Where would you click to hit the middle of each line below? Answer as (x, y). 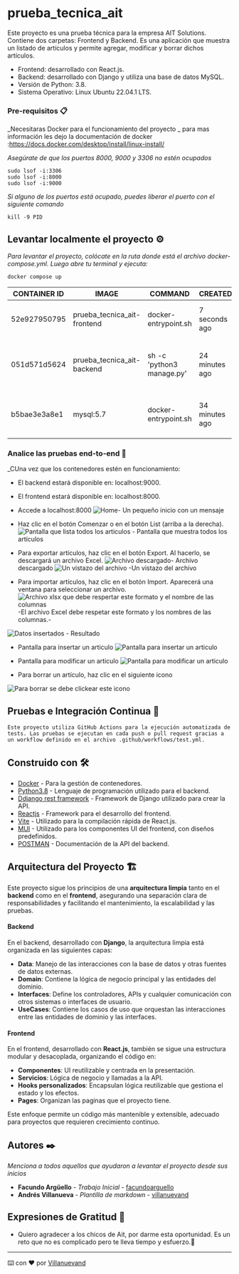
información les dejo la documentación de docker (80, 137)
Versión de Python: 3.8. (52, 84)
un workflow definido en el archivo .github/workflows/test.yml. (106, 740)
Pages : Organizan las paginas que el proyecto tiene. (94, 1100)
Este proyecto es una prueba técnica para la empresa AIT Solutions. (107, 33)
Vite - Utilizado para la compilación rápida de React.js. (97, 821)
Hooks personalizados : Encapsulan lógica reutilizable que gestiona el (120, 1085)
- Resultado (83, 633)
